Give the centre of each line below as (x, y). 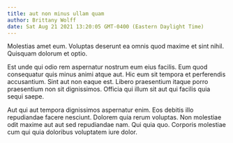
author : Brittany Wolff (42, 20)
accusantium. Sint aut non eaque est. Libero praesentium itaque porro (108, 82)
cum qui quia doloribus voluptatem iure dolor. (72, 132)
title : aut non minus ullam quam (56, 14)
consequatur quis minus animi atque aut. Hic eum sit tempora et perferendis (116, 74)
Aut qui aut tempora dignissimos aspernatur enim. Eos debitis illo (100, 110)
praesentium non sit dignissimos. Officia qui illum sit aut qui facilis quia (109, 89)
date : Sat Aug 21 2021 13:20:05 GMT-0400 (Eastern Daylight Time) (106, 26)
